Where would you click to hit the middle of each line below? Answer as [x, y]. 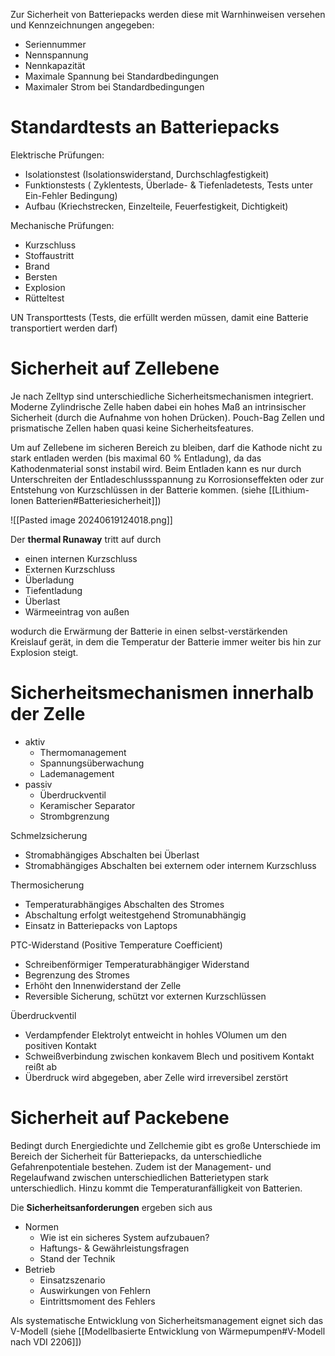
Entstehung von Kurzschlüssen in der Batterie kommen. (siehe [138, 490]
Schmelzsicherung [49, 835]
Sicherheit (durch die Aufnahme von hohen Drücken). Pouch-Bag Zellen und [167, 417]
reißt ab [40, 1066]
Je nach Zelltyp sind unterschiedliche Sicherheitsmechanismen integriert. [162, 396]
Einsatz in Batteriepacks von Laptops [101, 925]
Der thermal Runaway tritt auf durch [86, 539]
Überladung [49, 580]
